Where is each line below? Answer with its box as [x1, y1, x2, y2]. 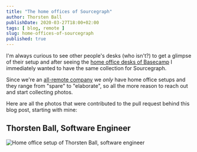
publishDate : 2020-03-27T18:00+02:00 [6, 19, 99, 25]
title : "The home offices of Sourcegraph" [6, 8, 112, 15]
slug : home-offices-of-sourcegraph [6, 31, 94, 37]
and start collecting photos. [6, 89, 73, 95]
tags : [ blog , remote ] [6, 25, 65, 31]
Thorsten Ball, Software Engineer [6, 123, 131, 133]
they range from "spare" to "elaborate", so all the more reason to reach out [6, 82, 188, 89]
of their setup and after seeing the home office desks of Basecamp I [6, 58, 173, 65]
